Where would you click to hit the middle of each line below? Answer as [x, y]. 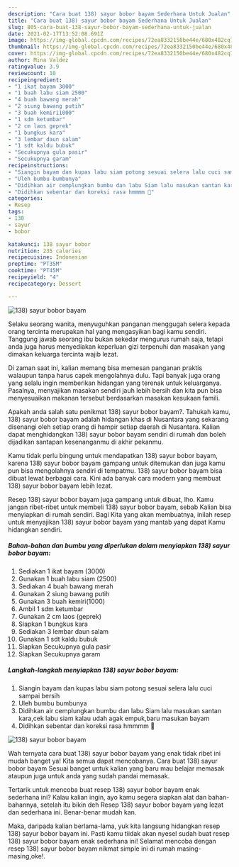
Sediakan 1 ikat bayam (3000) [62, 571]
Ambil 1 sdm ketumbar [51, 609]
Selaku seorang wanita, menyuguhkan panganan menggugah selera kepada [119, 324]
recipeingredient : [35, 80]
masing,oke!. [27, 856]
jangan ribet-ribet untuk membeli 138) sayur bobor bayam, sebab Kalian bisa [120, 507]
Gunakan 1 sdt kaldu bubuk [58, 639]
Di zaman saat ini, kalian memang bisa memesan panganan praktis [105, 368]
